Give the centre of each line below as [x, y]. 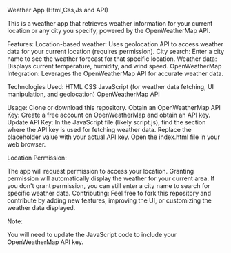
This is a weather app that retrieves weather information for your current [110, 23]
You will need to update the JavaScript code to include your [92, 235]
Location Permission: [37, 158]
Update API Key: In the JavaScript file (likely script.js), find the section [107, 122]
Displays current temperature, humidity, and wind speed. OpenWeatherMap [114, 66]
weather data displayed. [41, 208]
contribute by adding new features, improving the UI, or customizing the [109, 200]
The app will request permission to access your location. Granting [101, 171]
